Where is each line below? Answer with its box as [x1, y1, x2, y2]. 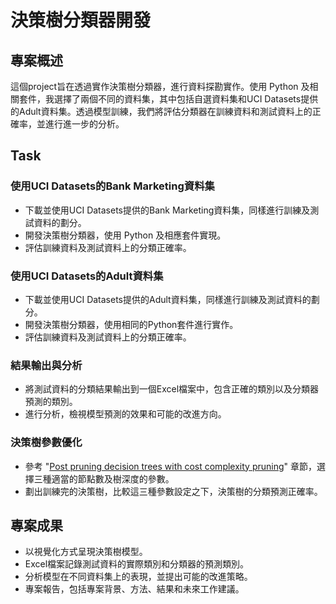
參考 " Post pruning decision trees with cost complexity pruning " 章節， [24, 460, 317, 472]
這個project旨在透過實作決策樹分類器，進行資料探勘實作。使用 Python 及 [10, 81, 310, 92]
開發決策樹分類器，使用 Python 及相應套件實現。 [24, 229, 227, 241]
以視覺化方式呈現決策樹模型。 [24, 546, 148, 558]
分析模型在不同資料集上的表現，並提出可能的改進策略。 [24, 571, 253, 583]
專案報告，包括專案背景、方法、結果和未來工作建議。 [24, 583, 245, 595]
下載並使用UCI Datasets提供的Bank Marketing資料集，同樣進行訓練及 [24, 204, 311, 216]
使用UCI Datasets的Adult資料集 [10, 269, 164, 283]
